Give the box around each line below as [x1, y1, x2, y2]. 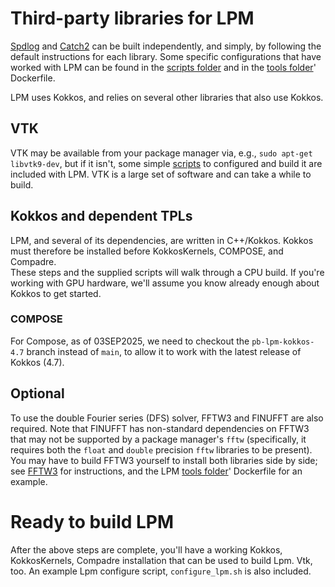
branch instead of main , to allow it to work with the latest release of [26, 345, 302, 357]
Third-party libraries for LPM [10, 7, 255, 30]
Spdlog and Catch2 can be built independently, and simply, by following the [10, 40, 322, 52]
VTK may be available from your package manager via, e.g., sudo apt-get [10, 147, 313, 159]
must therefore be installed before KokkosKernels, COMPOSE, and [10, 245, 284, 257]
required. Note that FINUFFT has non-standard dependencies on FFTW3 [10, 422, 310, 434]
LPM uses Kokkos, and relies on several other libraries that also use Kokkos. [10, 91, 324, 103]
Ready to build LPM [10, 510, 175, 533]
